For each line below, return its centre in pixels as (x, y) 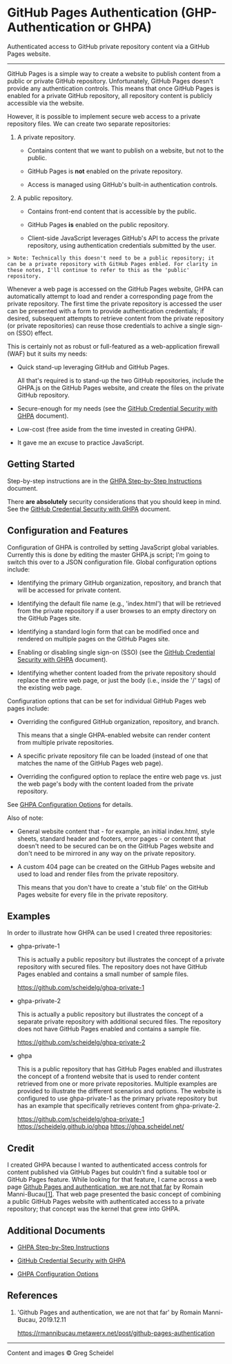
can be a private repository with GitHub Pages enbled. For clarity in (112, 264)
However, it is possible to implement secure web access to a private (104, 116)
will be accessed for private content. (69, 590)
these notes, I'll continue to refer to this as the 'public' (98, 270)
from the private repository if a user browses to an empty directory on (117, 611)
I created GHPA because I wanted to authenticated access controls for (107, 1165)
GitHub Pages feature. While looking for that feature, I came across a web (112, 1180)
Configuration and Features (68, 530)
